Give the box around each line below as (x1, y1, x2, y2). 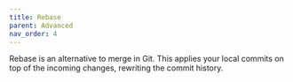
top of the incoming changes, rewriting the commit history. (9, 63, 224, 73)
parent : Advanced (9, 21, 74, 30)
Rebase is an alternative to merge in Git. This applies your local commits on (9, 54, 284, 64)
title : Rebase (9, 12, 62, 22)
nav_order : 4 (9, 29, 58, 38)
